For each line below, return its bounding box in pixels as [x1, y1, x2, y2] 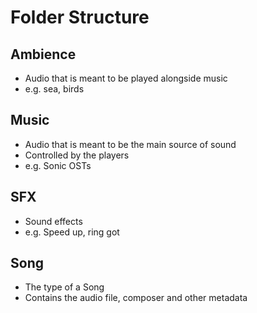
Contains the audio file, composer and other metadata [24, 292, 248, 304]
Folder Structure [10, 6, 150, 29]
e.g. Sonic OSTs [24, 159, 92, 171]
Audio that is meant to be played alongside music [24, 72, 228, 84]
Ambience [10, 46, 77, 63]
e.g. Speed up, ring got [24, 226, 120, 238]
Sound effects [24, 215, 83, 227]
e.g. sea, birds [24, 83, 85, 95]
